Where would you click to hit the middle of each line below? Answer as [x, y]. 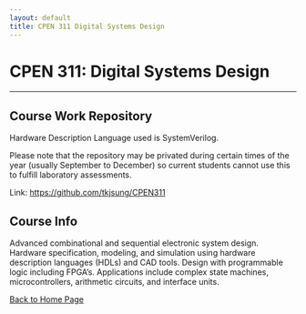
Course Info [44, 221]
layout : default [40, 18]
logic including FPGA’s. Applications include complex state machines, [139, 272]
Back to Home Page [47, 299]
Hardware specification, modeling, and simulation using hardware [133, 253]
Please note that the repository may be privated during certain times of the [149, 156]
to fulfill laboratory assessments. [71, 175]
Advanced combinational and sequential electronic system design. [134, 243]
